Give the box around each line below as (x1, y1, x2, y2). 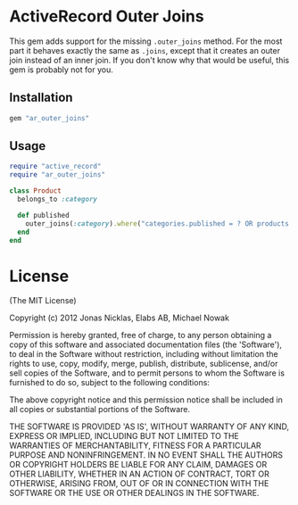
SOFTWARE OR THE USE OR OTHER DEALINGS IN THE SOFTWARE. (9, 488, 260, 499)
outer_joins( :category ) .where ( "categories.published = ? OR (25, 219, 253, 228)
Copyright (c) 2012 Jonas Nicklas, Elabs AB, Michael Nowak (9, 312, 230, 323)
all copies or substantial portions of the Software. (9, 404, 190, 415)
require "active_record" (9, 162, 102, 171)
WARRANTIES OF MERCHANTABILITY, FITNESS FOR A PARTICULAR (9, 440, 261, 451)
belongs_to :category (17, 195, 98, 204)
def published (17, 211, 70, 219)
